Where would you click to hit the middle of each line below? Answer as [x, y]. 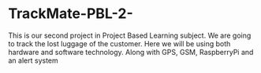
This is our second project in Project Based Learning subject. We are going [130, 35]
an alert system [34, 60]
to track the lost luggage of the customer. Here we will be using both [119, 43]
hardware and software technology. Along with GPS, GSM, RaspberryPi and [131, 52]
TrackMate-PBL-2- [71, 14]
